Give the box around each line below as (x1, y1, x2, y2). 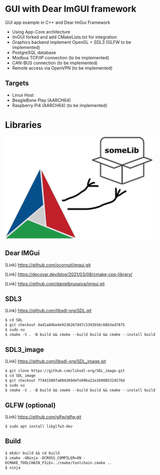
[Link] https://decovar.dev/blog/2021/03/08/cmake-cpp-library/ (5, 271, 132, 277)
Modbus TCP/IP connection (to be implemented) (12, 54, 109, 60)
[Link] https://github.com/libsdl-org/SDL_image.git (5, 358, 106, 364)
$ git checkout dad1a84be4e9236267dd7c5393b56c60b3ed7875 (5, 322, 125, 328)
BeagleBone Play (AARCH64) (12, 97, 71, 103)
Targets (5, 79, 29, 88)
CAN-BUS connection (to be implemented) (12, 60, 98, 66)
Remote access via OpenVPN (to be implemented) (12, 65, 113, 71)
